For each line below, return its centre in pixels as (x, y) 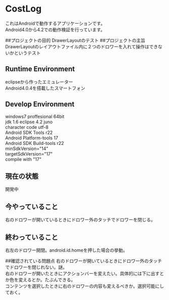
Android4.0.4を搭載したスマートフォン (45, 88)
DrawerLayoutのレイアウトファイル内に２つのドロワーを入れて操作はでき (82, 46)
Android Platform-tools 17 (32, 138)
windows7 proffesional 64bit (35, 116)
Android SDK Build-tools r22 (35, 143)
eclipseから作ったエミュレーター (39, 82)
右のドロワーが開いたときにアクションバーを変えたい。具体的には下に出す (82, 273)
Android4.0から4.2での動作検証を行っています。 (55, 29)
